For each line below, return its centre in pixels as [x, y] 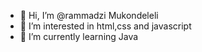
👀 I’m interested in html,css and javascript [105, 26]
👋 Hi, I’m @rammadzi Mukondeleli [89, 15]
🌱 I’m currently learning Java [79, 36]
